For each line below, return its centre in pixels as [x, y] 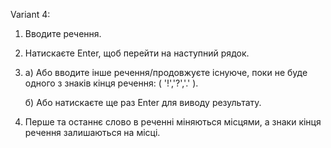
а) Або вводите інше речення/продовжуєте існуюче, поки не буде [166, 72]
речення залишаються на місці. [92, 132]
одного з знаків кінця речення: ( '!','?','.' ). [111, 83]
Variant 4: [30, 14]
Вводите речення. [63, 33]
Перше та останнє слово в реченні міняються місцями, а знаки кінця [173, 122]
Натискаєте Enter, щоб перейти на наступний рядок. [137, 53]
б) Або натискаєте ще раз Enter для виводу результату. [143, 102]
